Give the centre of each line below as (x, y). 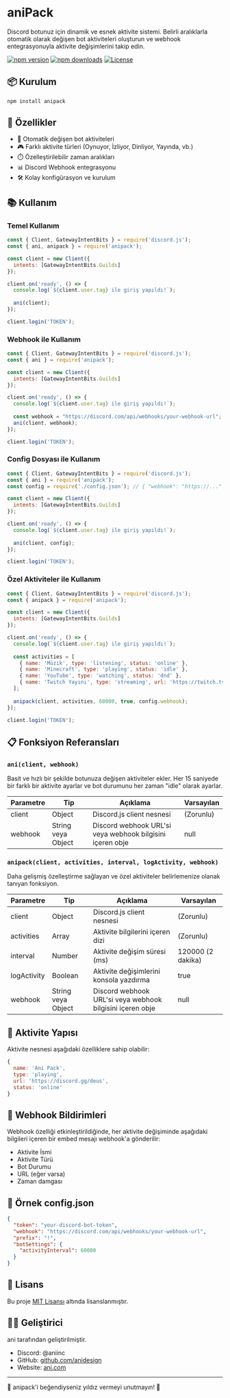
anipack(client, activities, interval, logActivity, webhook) (113, 862)
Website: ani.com (41, 1367)
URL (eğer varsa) (41, 1174)
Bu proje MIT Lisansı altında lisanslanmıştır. (68, 1301)
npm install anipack (37, 101)
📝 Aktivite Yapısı (43, 1033)
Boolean (65, 976)
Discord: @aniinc (41, 1353)
